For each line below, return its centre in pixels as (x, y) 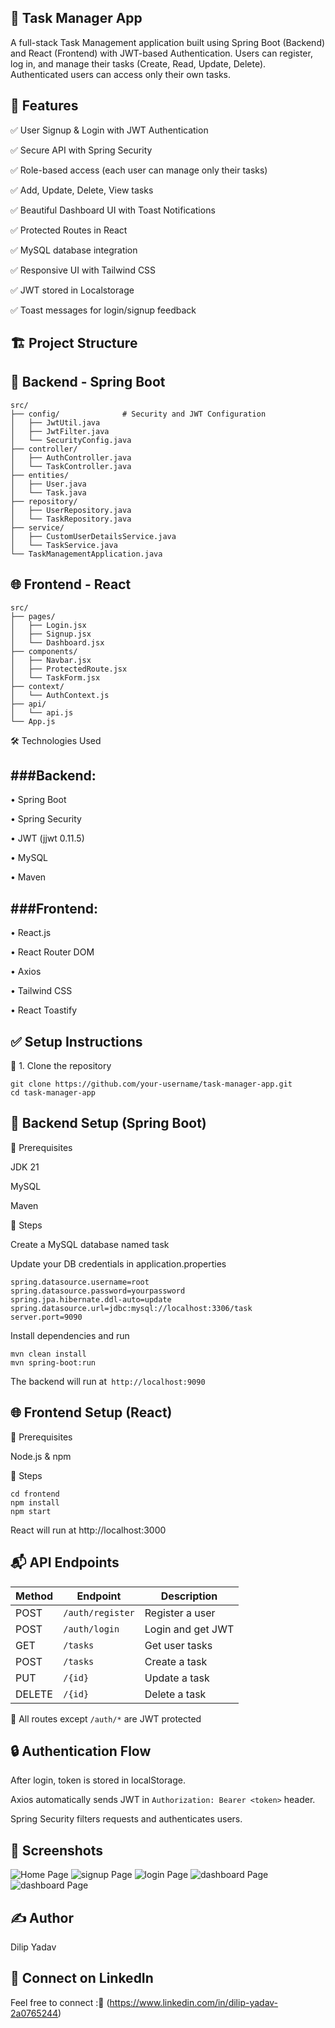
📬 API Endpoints (65, 1562)
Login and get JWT (189, 1629)
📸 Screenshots (57, 1850)
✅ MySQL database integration (74, 250)
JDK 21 (25, 1167)
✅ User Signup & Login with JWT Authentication (109, 130)
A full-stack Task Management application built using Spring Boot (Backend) (168, 42)
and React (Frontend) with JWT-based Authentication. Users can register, (161, 53)
